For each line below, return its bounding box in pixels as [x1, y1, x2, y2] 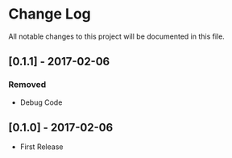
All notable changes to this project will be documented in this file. [8, 31, 226, 41]
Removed [8, 79, 47, 90]
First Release [19, 142, 64, 152]
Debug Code [19, 98, 63, 107]
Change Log [8, 5, 91, 23]
